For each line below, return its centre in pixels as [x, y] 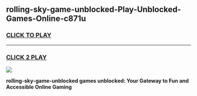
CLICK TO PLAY [29, 35]
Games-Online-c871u [46, 19]
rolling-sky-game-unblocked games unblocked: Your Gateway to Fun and [98, 80]
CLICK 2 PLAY [26, 57]
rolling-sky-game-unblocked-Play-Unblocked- [94, 10]
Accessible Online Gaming [39, 87]
